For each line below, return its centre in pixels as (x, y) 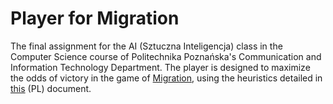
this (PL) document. (51, 88)
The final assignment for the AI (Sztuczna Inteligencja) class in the (146, 46)
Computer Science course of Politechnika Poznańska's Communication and (166, 56)
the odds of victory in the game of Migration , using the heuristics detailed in (166, 78)
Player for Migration (95, 18)
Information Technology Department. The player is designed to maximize (160, 67)
